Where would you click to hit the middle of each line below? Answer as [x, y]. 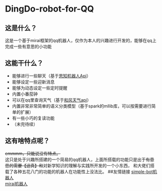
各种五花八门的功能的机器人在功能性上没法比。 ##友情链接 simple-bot [83, 171]
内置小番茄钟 [25, 94]
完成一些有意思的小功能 [28, 46]
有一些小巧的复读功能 [33, 118]
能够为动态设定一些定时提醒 [40, 88]
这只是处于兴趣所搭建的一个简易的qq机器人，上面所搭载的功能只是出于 [75, 159]
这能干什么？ [24, 63]
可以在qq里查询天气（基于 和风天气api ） [52, 100]
